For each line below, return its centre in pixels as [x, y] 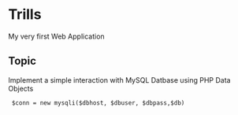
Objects [21, 88]
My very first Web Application [56, 36]
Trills [25, 15]
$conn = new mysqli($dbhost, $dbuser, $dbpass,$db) [98, 103]
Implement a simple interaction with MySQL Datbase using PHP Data [119, 80]
